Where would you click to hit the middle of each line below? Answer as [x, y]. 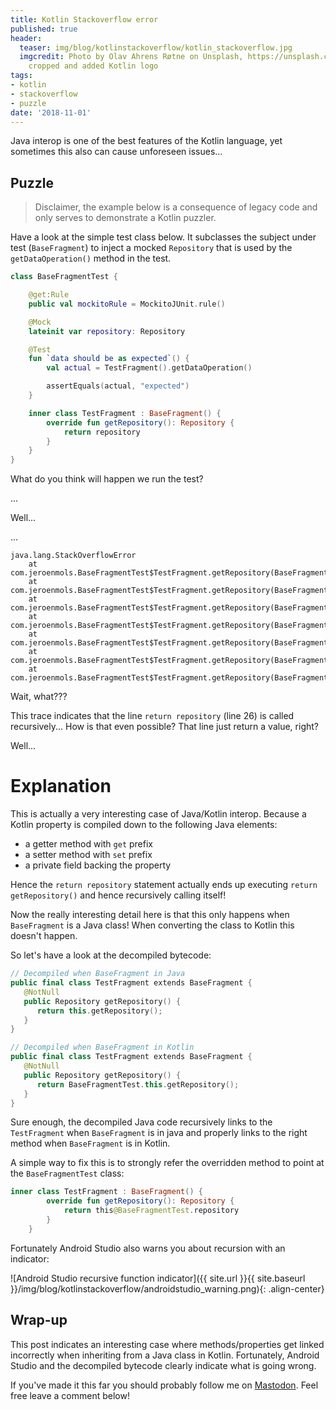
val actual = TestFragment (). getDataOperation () [149, 368]
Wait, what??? [39, 697]
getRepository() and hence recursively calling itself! [118, 895]
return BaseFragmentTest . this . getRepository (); [138, 1084]
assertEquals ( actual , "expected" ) [118, 386]
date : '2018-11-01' [51, 112]
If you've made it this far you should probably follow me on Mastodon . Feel [164, 1385]
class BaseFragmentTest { [64, 277]
